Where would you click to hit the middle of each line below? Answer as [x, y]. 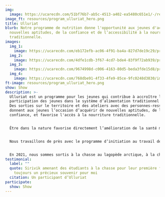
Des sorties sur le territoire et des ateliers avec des [69, 106]
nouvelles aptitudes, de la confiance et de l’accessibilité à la [79, 33]
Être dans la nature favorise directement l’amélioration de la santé [83, 128]
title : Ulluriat [22, 23]
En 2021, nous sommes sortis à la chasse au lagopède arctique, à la [82, 155]
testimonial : [18, 159]
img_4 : [16, 74]
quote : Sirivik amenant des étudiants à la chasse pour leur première [83, 168]
